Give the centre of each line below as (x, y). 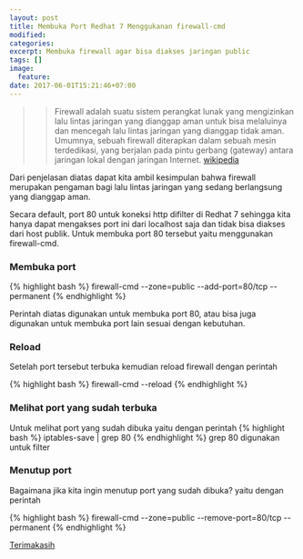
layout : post (34, 18)
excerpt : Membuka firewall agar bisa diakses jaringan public (130, 52)
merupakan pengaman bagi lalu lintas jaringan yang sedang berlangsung (146, 186)
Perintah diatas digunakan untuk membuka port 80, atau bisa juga (133, 314)
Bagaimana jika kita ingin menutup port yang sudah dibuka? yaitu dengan (146, 490)
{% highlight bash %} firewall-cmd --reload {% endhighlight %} (129, 384)
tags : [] (26, 60)
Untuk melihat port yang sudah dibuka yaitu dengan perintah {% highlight (147, 427)
